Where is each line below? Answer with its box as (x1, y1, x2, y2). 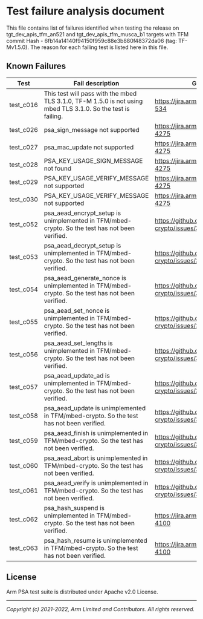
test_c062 (9, 515, 38, 523)
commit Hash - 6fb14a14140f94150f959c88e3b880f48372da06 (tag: (6, 37, 177, 44)
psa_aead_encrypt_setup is (43, 209, 121, 217)
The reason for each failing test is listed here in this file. (30, 44, 169, 51)
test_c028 (9, 160, 38, 169)
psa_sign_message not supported (43, 125, 140, 134)
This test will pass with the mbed (43, 89, 137, 97)
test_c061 (9, 486, 38, 494)
